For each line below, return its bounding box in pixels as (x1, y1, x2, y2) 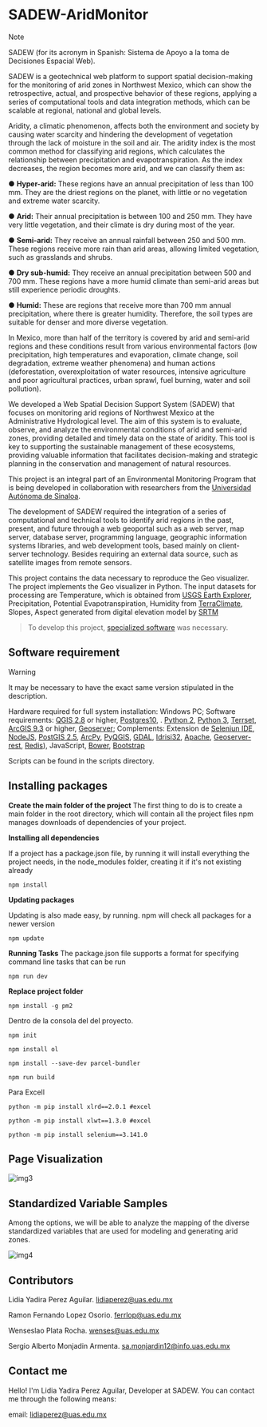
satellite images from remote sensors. (8, 557, 132, 567)
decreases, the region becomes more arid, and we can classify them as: (8, 163, 245, 173)
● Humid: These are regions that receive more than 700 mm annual (8, 300, 232, 309)
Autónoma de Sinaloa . (8, 491, 81, 500)
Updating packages (8, 895, 75, 904)
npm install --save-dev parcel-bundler (8, 1059, 141, 1067)
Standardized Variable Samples (8, 1197, 168, 1210)
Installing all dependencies (8, 833, 100, 843)
